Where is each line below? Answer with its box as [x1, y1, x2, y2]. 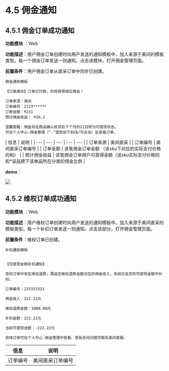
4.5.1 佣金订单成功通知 [5, 26, 75, 35]
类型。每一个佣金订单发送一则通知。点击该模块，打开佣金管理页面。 [5, 57, 146, 63]
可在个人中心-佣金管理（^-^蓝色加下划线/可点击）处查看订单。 [5, 130, 118, 135]
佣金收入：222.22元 [5, 296, 42, 301]
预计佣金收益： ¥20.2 [5, 115, 45, 120]
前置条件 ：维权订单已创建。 [5, 236, 63, 242]
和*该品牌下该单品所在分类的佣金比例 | [5, 158, 86, 164]
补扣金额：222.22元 [5, 316, 42, 321]
